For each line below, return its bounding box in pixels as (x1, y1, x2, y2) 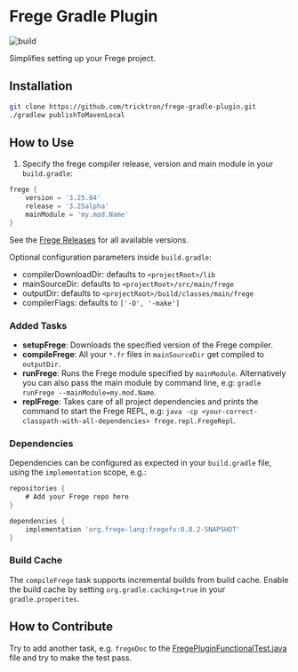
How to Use (9, 135, 75, 150)
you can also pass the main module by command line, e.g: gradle (21, 377, 262, 388)
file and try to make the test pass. (9, 652, 132, 663)
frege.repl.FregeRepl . (154, 415, 237, 426)
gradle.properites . (9, 593, 80, 604)
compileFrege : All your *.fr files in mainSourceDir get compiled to (21, 348, 265, 359)
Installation (9, 78, 73, 94)
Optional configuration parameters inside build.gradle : (9, 252, 212, 262)
